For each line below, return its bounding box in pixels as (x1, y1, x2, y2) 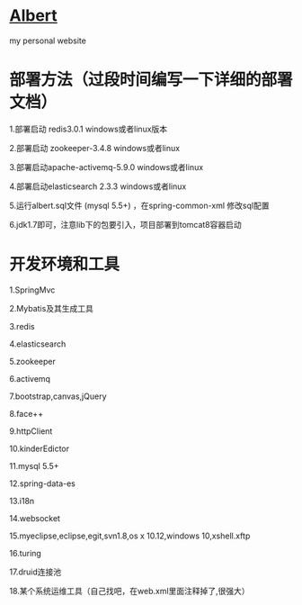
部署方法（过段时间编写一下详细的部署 (9, 69, 294, 90)
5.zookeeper (9, 356, 56, 366)
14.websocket (9, 512, 61, 523)
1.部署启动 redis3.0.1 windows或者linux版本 (9, 123, 168, 134)
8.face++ (9, 408, 43, 419)
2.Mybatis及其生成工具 (9, 302, 94, 313)
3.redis (9, 321, 35, 331)
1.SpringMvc (9, 284, 56, 295)
